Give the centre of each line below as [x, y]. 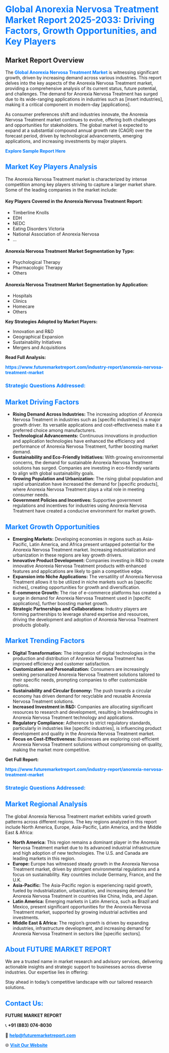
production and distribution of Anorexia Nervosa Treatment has [78, 658]
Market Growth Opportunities [52, 527]
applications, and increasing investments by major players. [66, 141]
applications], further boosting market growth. [61, 603]
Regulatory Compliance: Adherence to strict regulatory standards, [82, 723]
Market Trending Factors [45, 641]
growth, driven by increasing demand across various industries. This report [83, 78]
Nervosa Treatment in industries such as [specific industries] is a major [87, 420]
